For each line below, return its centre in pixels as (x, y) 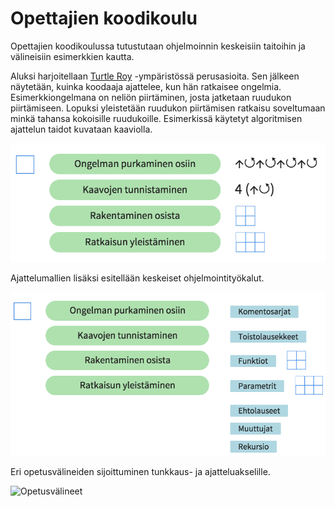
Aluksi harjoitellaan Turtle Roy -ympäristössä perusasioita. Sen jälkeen (155, 76)
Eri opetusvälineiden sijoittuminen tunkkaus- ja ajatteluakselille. (140, 471)
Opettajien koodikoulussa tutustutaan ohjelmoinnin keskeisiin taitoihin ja (158, 46)
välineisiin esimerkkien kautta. (72, 56)
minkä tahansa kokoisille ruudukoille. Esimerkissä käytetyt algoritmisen (156, 118)
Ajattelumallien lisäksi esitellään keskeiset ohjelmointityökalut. (137, 278)
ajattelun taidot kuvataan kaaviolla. (81, 129)
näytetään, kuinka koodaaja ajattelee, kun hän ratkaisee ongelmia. (146, 86)
